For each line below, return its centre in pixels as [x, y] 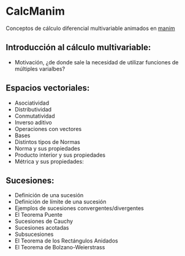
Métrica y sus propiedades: [49, 161]
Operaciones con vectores [48, 129]
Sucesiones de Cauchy [44, 221]
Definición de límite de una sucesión [60, 202]
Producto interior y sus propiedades [60, 155]
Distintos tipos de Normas [47, 141]
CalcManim [35, 11]
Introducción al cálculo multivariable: [78, 47]
